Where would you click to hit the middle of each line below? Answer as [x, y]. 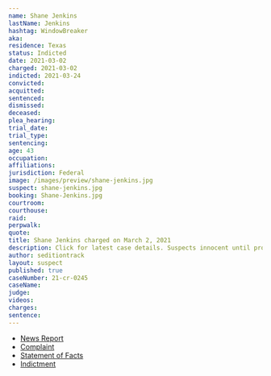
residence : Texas [38, 46]
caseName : [25, 285]
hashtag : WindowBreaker [48, 31]
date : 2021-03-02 [38, 61]
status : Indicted [38, 53]
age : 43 [21, 151]
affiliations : [32, 166]
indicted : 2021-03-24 [45, 76]
